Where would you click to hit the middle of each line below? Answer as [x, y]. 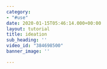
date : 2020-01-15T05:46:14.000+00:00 [54, 23]
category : [19, 12]
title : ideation [27, 34]
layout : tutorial [28, 29]
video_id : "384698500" [35, 46]
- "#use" [17, 18]
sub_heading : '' [27, 40]
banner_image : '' [28, 51]
